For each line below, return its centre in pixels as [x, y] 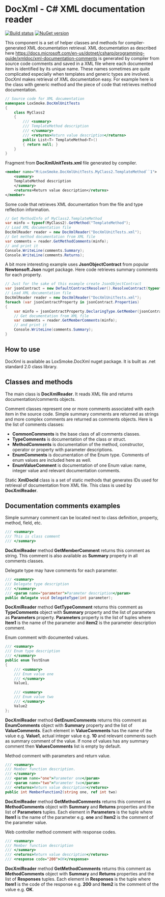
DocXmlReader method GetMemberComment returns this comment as [78, 550]
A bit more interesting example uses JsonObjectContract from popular [77, 265]
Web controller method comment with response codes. [61, 832]
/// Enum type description [33, 651]
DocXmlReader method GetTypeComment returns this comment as [74, 607]
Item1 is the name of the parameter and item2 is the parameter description [81, 623]
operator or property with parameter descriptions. [63, 449]
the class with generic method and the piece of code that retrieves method [81, 84]
